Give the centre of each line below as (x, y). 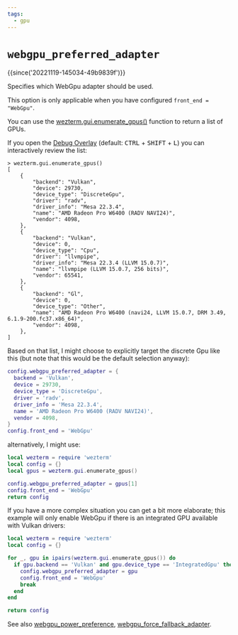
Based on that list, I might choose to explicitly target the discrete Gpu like (114, 351)
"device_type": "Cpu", (66, 251)
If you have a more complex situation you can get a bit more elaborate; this (117, 511)
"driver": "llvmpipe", (66, 257)
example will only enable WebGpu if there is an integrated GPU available (113, 518)
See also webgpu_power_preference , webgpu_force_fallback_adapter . (109, 624)
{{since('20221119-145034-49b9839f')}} (67, 73)
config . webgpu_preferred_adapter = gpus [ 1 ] (73, 484)
